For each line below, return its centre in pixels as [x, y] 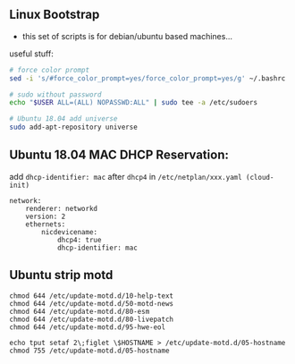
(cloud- [260, 177]
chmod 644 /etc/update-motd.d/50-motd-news [92, 303]
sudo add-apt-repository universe [74, 127]
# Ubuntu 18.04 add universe [63, 119]
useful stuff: [31, 54]
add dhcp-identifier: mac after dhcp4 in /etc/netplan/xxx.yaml [126, 176]
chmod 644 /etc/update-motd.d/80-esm [80, 311]
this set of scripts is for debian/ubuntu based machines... [127, 36]
